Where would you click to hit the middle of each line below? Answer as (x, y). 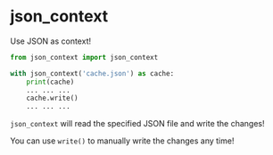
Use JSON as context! (51, 41)
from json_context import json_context (84, 57)
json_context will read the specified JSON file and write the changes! (138, 124)
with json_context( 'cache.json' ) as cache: (92, 73)
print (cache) (50, 82)
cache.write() (52, 98)
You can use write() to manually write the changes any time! (122, 141)
